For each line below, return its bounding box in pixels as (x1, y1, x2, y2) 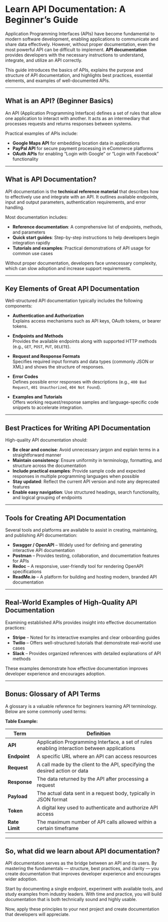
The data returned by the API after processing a (36, 775, 148, 782)
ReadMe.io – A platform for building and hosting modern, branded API (12, 574, 157, 579)
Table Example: (5, 718, 38, 724)
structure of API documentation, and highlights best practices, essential (5, 72, 153, 78)
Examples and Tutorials (12, 394, 62, 400)
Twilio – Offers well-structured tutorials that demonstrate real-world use (12, 639, 161, 645)
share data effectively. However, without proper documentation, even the (5, 41, 156, 47)
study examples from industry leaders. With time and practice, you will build (5, 891, 162, 897)
